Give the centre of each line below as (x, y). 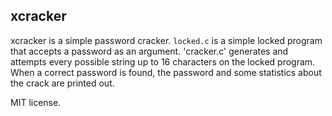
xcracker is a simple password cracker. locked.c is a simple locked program (166, 40)
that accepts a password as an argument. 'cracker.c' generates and (149, 51)
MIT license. (36, 102)
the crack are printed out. (62, 83)
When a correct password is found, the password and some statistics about (166, 72)
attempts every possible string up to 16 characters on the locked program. (163, 61)
